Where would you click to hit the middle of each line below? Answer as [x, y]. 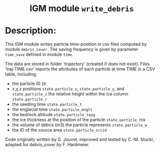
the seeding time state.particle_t [47, 104]
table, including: [21, 74]
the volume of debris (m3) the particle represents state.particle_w [80, 125]
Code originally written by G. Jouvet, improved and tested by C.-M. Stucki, [80, 139]
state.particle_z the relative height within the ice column [70, 94]
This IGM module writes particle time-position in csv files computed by [76, 44]
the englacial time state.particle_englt [52, 109]
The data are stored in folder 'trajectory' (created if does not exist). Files [77, 64]
